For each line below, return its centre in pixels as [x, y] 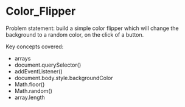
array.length [30, 97]
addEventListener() [39, 71]
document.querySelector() [48, 65]
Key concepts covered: [35, 46]
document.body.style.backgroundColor [64, 78]
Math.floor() [30, 84]
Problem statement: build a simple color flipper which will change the [92, 28]
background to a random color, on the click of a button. [75, 34]
